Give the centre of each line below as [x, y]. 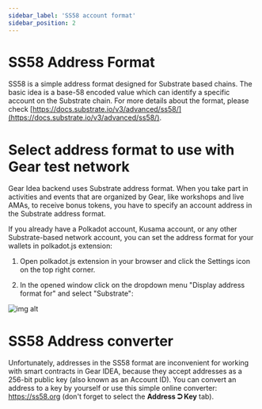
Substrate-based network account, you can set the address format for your [131, 238]
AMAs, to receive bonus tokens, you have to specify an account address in [130, 205]
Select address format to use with [122, 149]
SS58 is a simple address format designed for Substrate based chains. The [130, 84]
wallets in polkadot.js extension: [60, 246]
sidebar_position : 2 [42, 23]
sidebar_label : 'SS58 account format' [72, 15]
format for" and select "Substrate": [76, 293]
